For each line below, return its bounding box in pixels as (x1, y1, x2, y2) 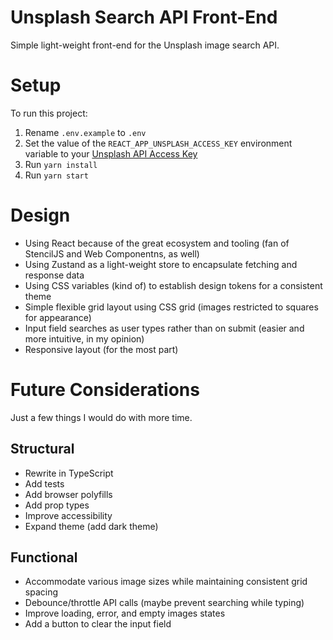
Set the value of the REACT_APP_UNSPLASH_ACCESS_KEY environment (24, 137, 293, 149)
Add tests (24, 477, 65, 490)
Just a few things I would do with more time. (10, 411, 193, 423)
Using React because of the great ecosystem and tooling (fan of (24, 237, 290, 249)
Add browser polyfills (24, 488, 113, 500)
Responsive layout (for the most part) (24, 343, 179, 355)
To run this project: (10, 107, 88, 119)
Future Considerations (10, 379, 200, 401)
